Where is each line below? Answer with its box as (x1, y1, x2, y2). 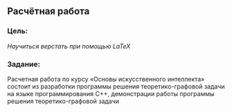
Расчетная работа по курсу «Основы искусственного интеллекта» (7, 75, 205, 83)
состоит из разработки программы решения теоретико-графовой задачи (7, 82, 225, 91)
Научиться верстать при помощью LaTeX (7, 41, 131, 50)
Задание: (7, 59, 40, 68)
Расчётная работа (7, 6, 90, 17)
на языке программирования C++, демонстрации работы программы (7, 89, 215, 97)
